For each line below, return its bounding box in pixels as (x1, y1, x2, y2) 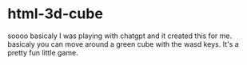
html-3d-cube (7, 5, 103, 23)
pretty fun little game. (7, 48, 79, 57)
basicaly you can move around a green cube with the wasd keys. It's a (7, 39, 239, 48)
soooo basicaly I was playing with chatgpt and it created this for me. (7, 31, 233, 40)
